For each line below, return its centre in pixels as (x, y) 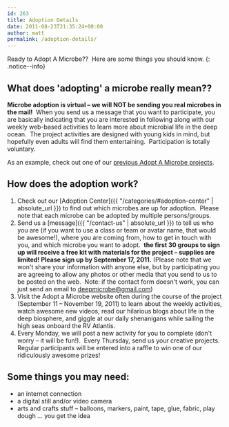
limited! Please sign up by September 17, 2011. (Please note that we (114, 260)
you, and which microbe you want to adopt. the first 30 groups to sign (119, 245)
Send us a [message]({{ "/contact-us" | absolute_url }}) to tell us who (115, 223)
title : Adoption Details (43, 20)
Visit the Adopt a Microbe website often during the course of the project (119, 296)
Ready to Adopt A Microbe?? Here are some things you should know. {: (109, 59)
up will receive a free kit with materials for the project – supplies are (116, 252)
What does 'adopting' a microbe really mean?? (110, 88)
